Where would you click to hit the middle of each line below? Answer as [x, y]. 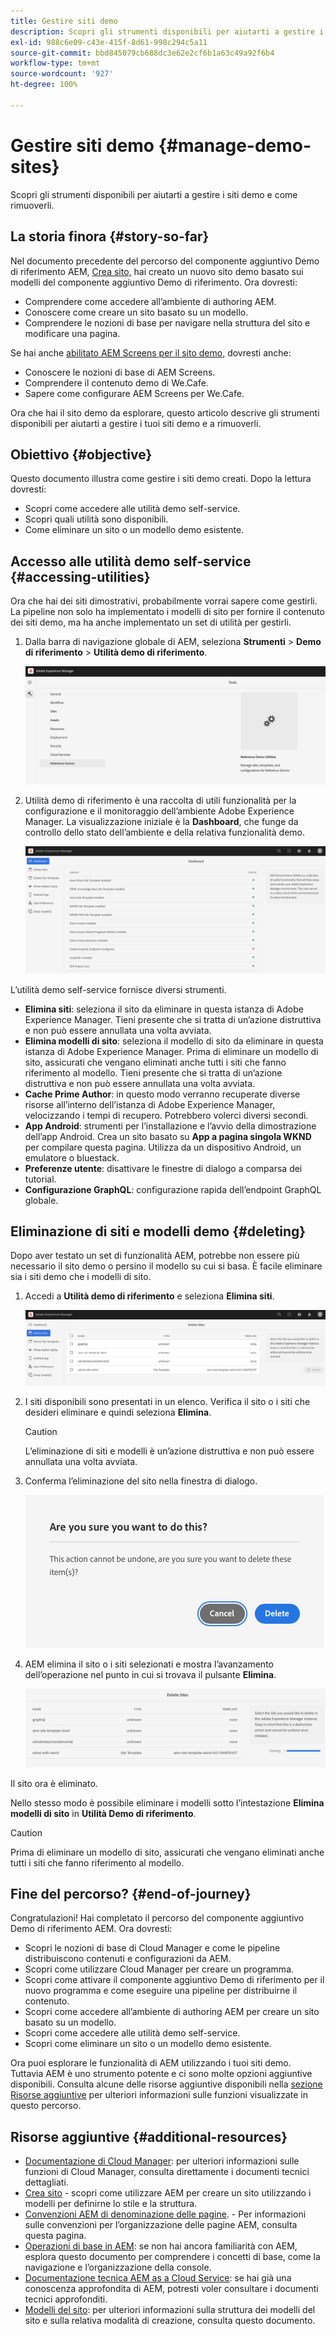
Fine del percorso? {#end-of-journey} [131, 1894]
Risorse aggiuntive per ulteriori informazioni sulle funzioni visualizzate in [159, 2095]
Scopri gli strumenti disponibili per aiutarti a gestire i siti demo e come [154, 194]
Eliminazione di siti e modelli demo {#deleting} [158, 1231]
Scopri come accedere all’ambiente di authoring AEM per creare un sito [172, 2012]
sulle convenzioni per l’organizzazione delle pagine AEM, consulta [161, 2225]
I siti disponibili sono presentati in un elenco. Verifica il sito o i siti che [167, 1401]
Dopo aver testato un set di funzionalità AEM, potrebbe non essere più [155, 1256]
